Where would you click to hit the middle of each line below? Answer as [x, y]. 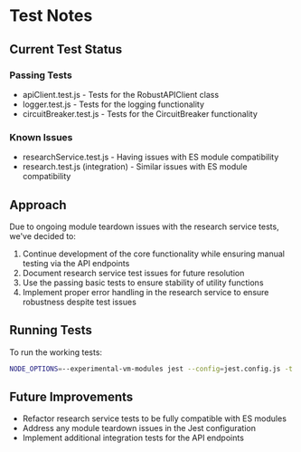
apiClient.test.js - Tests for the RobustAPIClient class [121, 94]
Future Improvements [71, 397]
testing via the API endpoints [76, 263]
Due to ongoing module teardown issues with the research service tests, [144, 226]
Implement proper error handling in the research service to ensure [146, 292]
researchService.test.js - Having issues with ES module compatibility [150, 157]
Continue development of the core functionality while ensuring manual [154, 254]
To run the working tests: [56, 352]
